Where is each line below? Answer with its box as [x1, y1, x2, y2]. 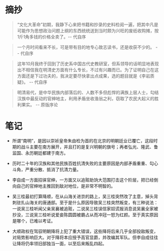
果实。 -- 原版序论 [21, 101, 58, 108]
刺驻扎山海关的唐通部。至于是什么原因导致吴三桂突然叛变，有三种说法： [12, 199, 158, 205]
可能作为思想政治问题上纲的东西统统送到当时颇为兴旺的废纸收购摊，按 [17, 27, 159, 33]
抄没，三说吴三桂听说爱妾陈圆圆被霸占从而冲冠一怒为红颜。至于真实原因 [12, 211, 158, 218]
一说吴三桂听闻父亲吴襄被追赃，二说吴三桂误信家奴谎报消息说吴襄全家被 [12, 205, 158, 211]
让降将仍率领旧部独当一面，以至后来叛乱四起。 [12, 240, 107, 246]
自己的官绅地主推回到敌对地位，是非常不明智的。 [16, 183, 116, 189]
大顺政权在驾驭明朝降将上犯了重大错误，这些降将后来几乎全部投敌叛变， [12, 228, 158, 234]
